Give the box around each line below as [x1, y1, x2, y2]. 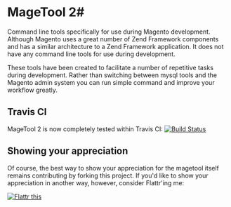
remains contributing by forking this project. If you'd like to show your [7, 171, 209, 180]
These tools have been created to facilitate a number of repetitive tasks [7, 63, 214, 72]
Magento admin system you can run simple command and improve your [7, 78, 216, 86]
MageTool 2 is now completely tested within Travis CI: [7, 124, 164, 133]
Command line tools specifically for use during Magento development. [7, 27, 211, 36]
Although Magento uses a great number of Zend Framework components [7, 34, 219, 43]
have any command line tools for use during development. [7, 50, 176, 58]
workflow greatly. [7, 86, 58, 94]
